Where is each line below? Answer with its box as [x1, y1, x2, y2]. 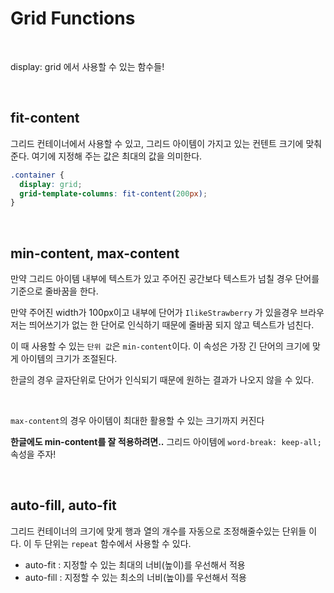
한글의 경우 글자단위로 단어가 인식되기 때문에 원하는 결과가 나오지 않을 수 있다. [10, 374, 315, 386]
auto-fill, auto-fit [10, 497, 117, 514]
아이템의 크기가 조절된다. [20, 353, 118, 365]
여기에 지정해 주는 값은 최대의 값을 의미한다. [31, 150, 203, 162]
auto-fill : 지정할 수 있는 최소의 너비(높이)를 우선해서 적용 [24, 571, 247, 583]
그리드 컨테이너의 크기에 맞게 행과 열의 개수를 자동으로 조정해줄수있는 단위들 [10, 525, 307, 537]
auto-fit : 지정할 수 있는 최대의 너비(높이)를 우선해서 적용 [24, 558, 246, 571]
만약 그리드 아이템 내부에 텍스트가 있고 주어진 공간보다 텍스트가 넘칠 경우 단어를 [10, 273, 320, 285]
